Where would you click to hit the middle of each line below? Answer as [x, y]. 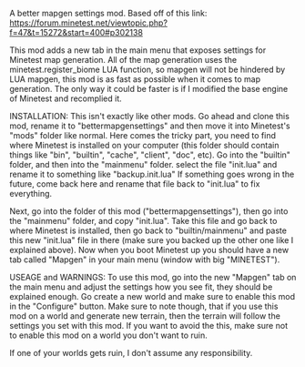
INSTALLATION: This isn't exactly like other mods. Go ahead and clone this [149, 116]
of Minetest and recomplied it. [66, 98]
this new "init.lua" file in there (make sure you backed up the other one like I [152, 240]
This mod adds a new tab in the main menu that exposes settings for [138, 50]
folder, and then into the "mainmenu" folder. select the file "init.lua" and [143, 164]
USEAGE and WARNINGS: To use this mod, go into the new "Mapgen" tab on [153, 277]
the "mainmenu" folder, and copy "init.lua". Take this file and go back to [143, 221]
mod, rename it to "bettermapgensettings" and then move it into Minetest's [150, 126]
